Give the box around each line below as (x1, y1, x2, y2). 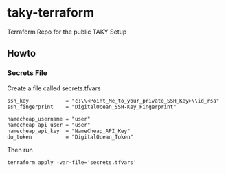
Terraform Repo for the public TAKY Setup (7, 28, 127, 36)
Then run (7, 145, 33, 154)
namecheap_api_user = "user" (7, 121, 91, 128)
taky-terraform (7, 5, 95, 21)
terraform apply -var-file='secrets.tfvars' (7, 159, 137, 166)
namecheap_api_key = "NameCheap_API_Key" (7, 128, 131, 134)
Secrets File (7, 68, 48, 78)
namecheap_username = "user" (7, 115, 91, 122)
